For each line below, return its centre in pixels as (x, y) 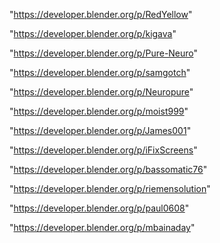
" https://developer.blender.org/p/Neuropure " (101, 92)
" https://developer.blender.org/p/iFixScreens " (103, 150)
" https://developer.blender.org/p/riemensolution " (110, 188)
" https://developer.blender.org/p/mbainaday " (102, 227)
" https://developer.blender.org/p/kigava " (93, 33)
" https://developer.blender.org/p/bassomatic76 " (108, 169)
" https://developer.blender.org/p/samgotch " (100, 72)
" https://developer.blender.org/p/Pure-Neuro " (104, 53)
